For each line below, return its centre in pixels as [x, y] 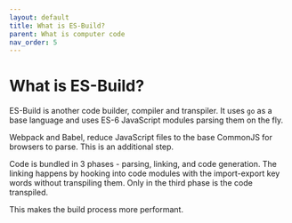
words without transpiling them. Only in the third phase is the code [131, 183]
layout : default [39, 17]
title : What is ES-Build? [57, 26]
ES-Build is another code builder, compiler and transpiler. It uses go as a [141, 111]
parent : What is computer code [67, 34]
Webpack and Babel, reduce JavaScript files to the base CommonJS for [141, 138]
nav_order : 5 [33, 42]
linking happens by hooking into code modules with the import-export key [145, 173]
